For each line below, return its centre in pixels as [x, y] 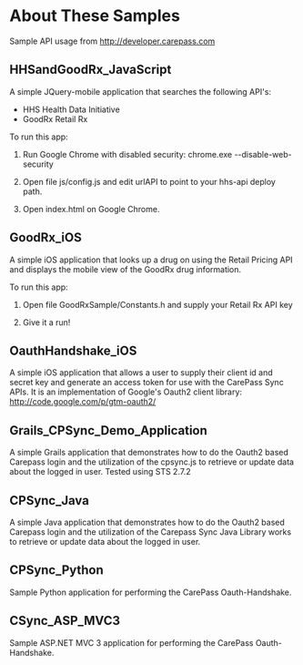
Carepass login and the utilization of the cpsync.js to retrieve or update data [151, 462]
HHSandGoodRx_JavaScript [91, 70]
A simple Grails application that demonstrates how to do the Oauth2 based [149, 453]
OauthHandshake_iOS [73, 350]
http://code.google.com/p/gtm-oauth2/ [83, 402]
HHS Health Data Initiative [71, 109]
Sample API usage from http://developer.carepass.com [112, 41]
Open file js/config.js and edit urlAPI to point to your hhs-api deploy [149, 181]
